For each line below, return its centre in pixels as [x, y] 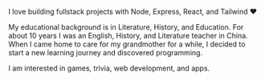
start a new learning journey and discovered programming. [106, 53]
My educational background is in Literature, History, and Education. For [126, 27]
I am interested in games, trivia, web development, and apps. [109, 68]
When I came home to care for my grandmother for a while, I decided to [127, 44]
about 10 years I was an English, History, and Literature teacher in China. [128, 36]
